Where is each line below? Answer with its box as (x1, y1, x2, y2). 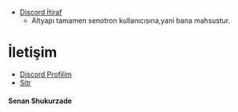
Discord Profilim (19, 69, 73, 79)
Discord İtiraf (19, 8, 62, 17)
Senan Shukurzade (8, 95, 73, 106)
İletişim (8, 43, 58, 62)
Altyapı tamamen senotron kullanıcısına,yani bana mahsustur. (31, 16, 231, 25)
